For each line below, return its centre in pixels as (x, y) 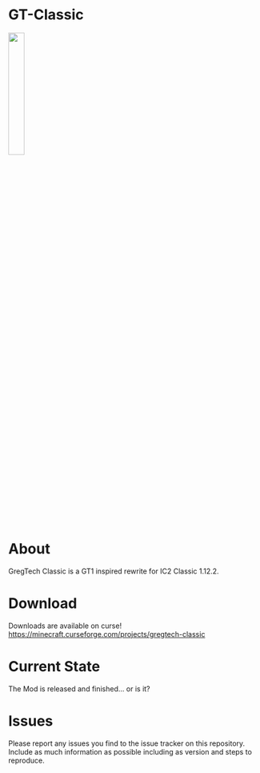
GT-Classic (46, 15)
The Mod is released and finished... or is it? (79, 688)
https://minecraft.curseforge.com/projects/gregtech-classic (107, 634)
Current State (54, 666)
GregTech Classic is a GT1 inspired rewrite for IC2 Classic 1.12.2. (114, 571)
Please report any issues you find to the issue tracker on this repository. (127, 743)
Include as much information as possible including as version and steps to (130, 751)
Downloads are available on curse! (65, 626)
